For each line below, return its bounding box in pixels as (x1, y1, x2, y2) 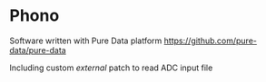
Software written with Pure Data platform (9, 35, 163, 46)
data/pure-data (9, 44, 66, 55)
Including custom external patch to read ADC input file (9, 62, 213, 73)
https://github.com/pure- (163, 35, 257, 46)
